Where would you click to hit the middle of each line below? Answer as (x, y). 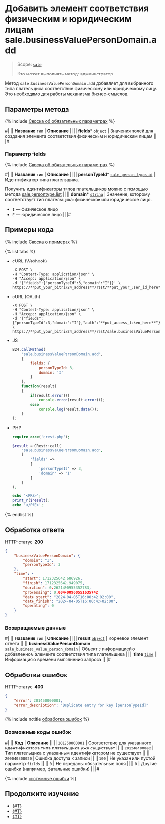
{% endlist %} (19, 515)
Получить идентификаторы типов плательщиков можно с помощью (77, 189)
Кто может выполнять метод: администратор (65, 74)
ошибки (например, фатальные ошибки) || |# (52, 769)
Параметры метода (37, 109)
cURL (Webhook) (30, 261)
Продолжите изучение (42, 794)
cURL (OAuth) (26, 296)
